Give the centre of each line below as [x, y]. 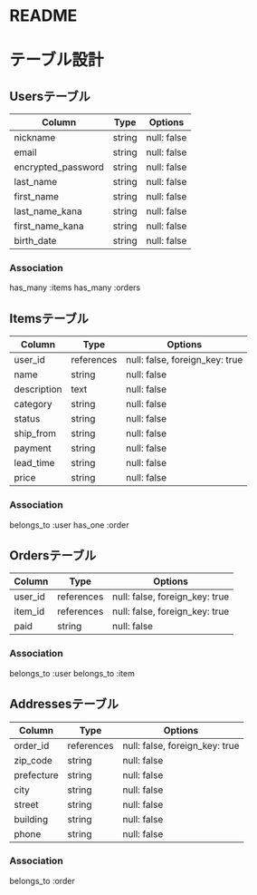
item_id [29, 611]
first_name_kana [49, 226]
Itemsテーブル [49, 318]
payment [33, 448]
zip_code [33, 760]
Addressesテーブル [64, 704]
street [26, 804]
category [33, 404]
